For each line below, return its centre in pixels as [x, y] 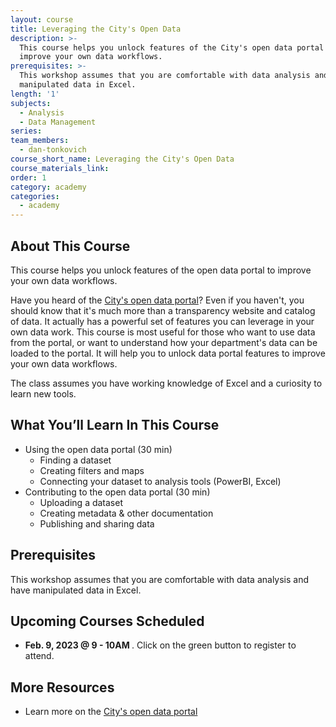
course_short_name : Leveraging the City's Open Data [122, 159]
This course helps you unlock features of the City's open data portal [172, 47]
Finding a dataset [75, 460]
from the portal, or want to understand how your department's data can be [164, 342]
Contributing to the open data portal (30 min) [117, 492]
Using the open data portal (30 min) [98, 449]
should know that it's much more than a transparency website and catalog [163, 310]
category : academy [48, 187]
